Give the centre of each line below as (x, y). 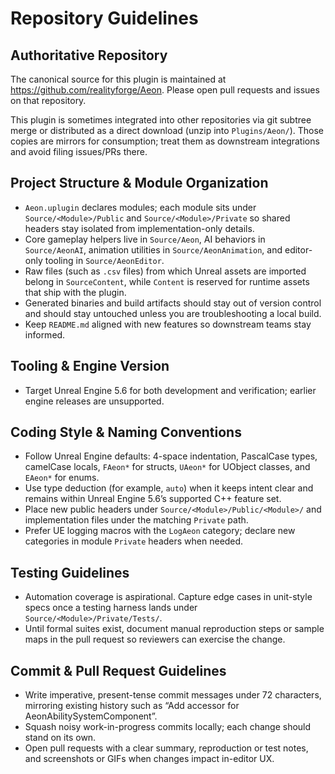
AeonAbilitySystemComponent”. (91, 716)
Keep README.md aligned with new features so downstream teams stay (168, 324)
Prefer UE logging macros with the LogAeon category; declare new (160, 531)
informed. (45, 334)
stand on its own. (60, 738)
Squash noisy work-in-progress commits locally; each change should (168, 727)
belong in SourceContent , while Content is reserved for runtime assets (167, 281)
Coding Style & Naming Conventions (126, 432)
